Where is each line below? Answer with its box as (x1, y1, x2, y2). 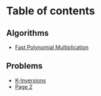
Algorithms (6, 28, 49, 38)
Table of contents (6, 4, 96, 18)
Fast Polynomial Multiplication (14, 44, 89, 51)
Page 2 (14, 83, 33, 90)
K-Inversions (14, 76, 46, 84)
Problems (6, 61, 43, 71)
